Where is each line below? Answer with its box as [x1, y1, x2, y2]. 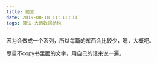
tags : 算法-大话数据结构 [6, 20, 62, 26]
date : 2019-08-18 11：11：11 [6, 14, 78, 20]
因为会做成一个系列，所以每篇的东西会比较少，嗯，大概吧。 [6, 37, 155, 44]
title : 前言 [6, 8, 34, 15]
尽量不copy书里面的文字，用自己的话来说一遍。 [6, 50, 125, 57]
